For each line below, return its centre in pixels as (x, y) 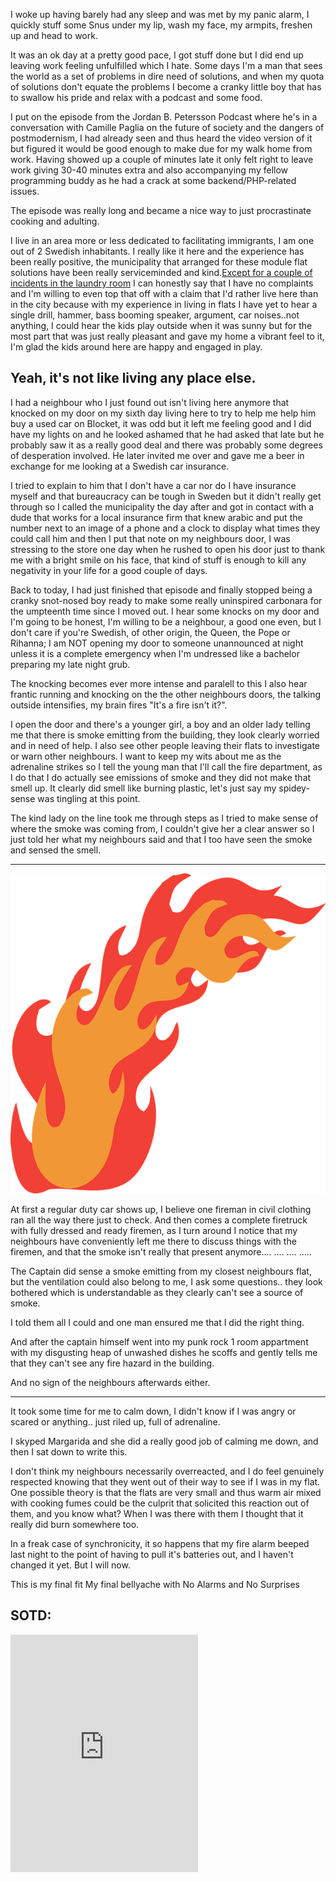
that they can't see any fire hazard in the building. (112, 1363)
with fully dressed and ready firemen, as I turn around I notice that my (154, 1230)
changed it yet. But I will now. (70, 1565)
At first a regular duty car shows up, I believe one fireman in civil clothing (161, 1209)
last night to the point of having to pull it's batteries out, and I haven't (152, 1554)
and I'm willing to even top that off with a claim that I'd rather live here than (164, 293)
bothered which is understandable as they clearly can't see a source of (157, 1292)
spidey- (294, 788)
